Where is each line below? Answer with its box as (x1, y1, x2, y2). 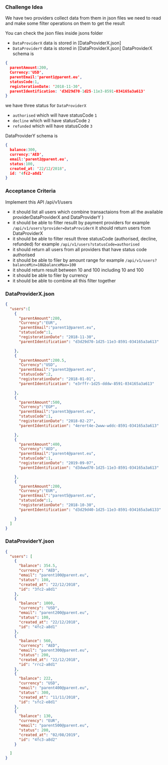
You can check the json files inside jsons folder (5, 30, 103, 36)
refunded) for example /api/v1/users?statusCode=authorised (12, 241, 140, 247)
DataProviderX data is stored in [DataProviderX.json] (12, 40, 122, 46)
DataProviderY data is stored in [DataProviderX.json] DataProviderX (12, 45, 153, 52)
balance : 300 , (10, 148, 37, 153)
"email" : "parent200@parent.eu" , (18, 610, 89, 615)
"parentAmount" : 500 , (18, 400, 62, 405)
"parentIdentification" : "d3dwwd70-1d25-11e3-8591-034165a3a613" (18, 465, 159, 470)
